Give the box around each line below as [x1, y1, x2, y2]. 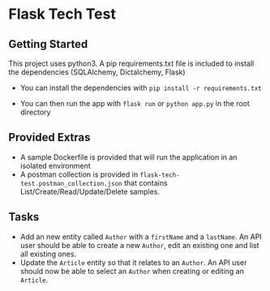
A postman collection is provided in [19, 169, 139, 179]
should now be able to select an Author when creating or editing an [19, 266, 245, 276]
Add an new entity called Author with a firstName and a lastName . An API [19, 232, 262, 242]
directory [19, 107, 51, 117]
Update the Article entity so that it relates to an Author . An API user [19, 257, 247, 267]
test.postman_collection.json [19, 179, 123, 187]
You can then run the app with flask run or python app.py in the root [19, 99, 250, 108]
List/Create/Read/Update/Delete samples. [19, 186, 161, 196]
